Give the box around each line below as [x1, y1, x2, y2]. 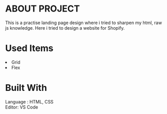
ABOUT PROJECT [5, 3, 80, 15]
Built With [5, 82, 47, 93]
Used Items [5, 43, 54, 54]
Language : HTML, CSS [5, 98, 54, 104]
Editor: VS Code [5, 104, 39, 110]
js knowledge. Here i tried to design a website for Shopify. [5, 25, 125, 31]
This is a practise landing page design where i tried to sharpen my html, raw [5, 20, 162, 26]
